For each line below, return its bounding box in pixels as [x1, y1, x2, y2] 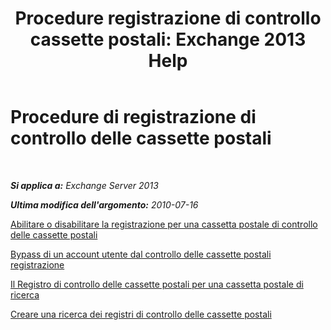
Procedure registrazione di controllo [14, 7, 322, 30]
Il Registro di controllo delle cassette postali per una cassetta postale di [10, 278, 304, 290]
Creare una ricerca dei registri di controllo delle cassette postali [10, 308, 272, 320]
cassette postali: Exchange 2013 [29, 28, 307, 51]
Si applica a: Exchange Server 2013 [10, 179, 159, 191]
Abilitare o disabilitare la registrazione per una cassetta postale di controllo [10, 218, 318, 230]
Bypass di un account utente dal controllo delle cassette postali [10, 248, 272, 260]
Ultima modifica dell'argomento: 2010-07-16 [10, 198, 199, 211]
